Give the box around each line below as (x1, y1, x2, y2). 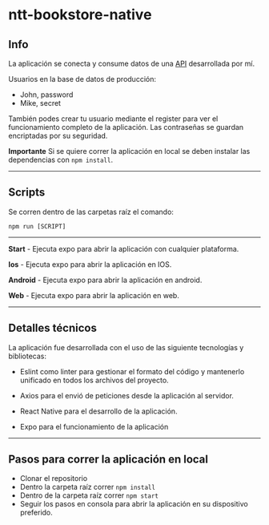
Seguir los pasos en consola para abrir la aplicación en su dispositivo (19, 499, 248, 509)
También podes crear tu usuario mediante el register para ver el (8, 114, 219, 123)
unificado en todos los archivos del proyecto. (19, 375, 170, 385)
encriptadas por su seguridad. (8, 131, 108, 140)
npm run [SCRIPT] (8, 222, 66, 230)
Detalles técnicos (8, 321, 98, 335)
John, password (19, 90, 74, 99)
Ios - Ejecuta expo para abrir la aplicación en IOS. (8, 259, 172, 269)
